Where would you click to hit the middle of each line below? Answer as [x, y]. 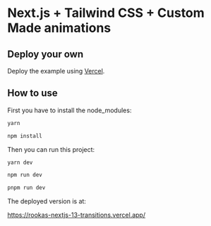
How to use [32, 93]
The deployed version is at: [47, 201]
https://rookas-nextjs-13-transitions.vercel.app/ [77, 215]
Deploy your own [45, 54]
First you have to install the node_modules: [70, 110]
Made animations [59, 28]
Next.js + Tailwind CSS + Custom [106, 13]
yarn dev [20, 162]
